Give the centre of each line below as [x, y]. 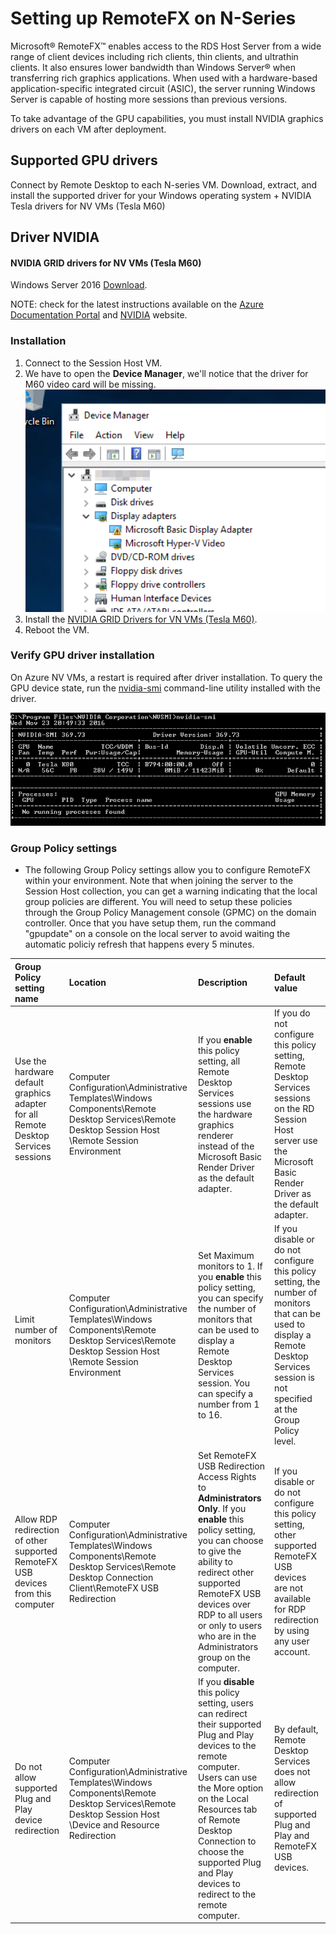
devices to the [227, 1745]
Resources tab [227, 1809]
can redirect [222, 1713]
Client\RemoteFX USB [114, 1588]
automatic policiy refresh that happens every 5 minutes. [139, 944]
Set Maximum [226, 1255]
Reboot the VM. [57, 629]
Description [222, 983]
